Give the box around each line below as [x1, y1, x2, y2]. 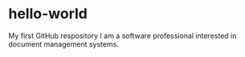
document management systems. [8, 39, 119, 48]
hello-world [8, 5, 88, 23]
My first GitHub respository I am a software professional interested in [8, 31, 237, 40]
